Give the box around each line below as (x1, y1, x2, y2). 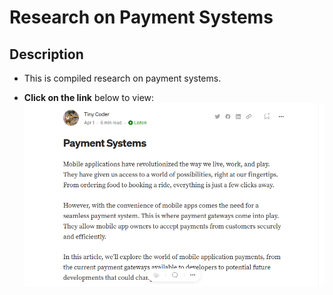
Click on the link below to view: (23, 92, 155, 103)
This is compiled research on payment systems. (23, 72, 222, 84)
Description (9, 46, 84, 63)
